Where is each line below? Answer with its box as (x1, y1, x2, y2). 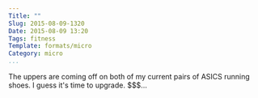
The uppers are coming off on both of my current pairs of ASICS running (8, 72, 251, 81)
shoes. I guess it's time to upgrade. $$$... (8, 80, 147, 90)
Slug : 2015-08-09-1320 (8, 19, 85, 28)
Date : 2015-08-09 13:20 (8, 27, 89, 35)
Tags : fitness (8, 34, 57, 43)
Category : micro (8, 49, 63, 58)
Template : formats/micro (8, 42, 92, 50)
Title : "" (8, 11, 42, 20)
